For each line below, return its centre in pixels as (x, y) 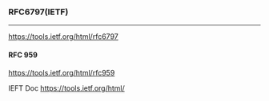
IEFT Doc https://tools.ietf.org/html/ (67, 88)
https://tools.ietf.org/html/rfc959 (62, 72)
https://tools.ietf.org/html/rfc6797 (63, 37)
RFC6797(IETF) (38, 12)
